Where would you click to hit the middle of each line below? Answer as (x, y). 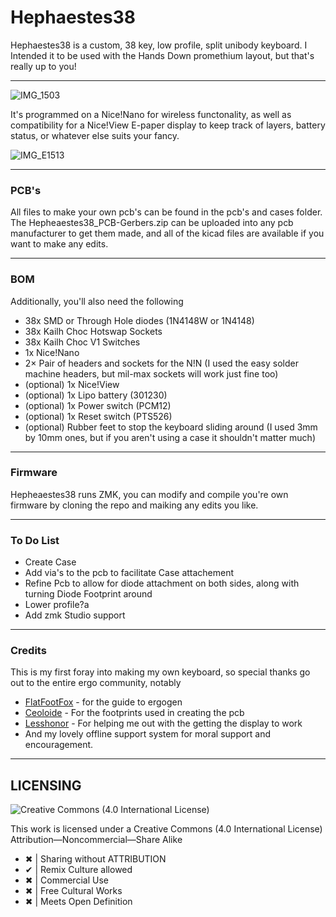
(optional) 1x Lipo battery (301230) (96, 395)
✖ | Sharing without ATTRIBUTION (95, 859)
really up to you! (43, 66)
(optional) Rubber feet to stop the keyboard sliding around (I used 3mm (171, 427)
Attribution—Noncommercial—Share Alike (96, 840)
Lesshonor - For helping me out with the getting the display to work (163, 723)
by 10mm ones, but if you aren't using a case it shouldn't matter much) (170, 437)
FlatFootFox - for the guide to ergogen (103, 702)
